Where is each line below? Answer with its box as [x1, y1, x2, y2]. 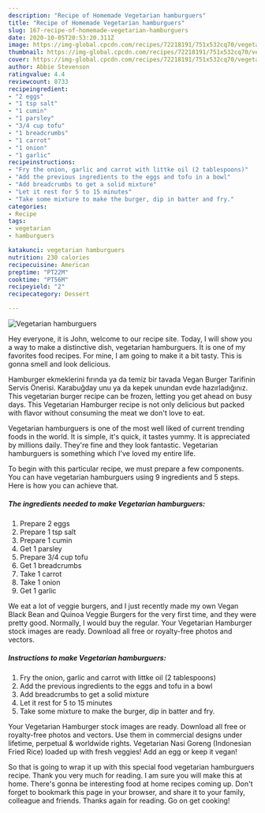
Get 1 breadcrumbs [19, 560, 82, 570]
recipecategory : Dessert [8, 290, 90, 299]
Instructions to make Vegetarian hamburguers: [8, 653, 167, 662]
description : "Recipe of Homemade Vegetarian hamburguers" [8, 11, 207, 20]
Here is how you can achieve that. [8, 481, 119, 490]
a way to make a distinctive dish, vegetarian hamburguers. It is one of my [8, 343, 246, 352]
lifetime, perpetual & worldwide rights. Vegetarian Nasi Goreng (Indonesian [8, 738, 252, 747]
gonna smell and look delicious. [8, 359, 111, 368]
